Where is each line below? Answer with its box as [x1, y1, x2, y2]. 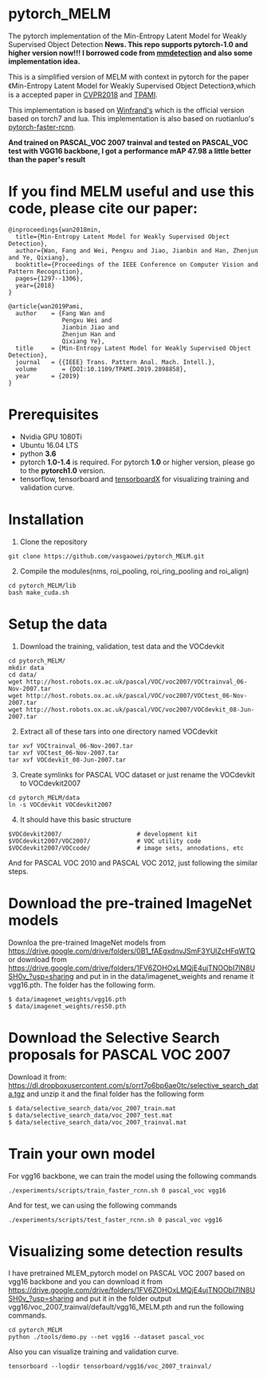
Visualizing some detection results [8, 1242, 243, 1260]
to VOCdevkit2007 [19, 778, 81, 788]
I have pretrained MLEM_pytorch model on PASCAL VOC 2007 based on [8, 1268, 245, 1278]
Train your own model [8, 1145, 155, 1163]
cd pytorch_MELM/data [8, 793, 80, 801]
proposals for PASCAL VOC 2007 [8, 1045, 231, 1063]
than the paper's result [8, 155, 86, 164]
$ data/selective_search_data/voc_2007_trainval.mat [8, 1118, 187, 1126]
